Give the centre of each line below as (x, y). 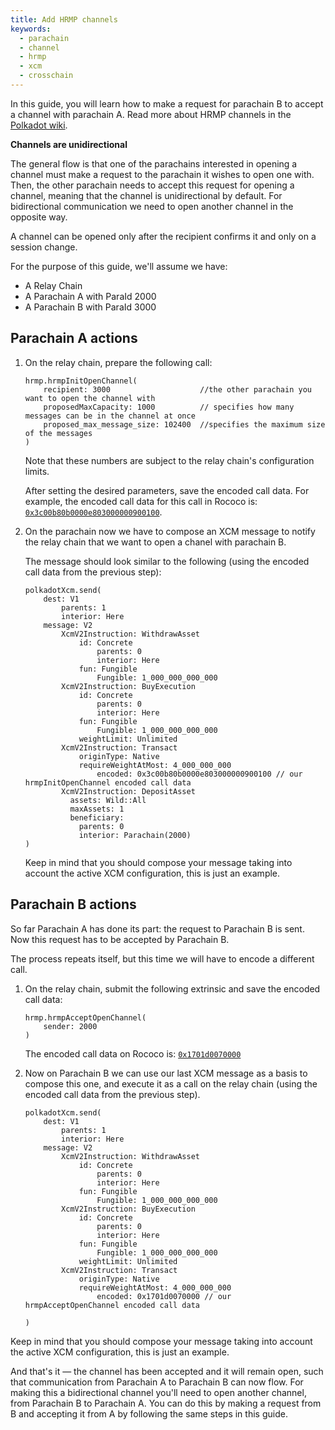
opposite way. (39, 217)
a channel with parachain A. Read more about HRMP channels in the (151, 114)
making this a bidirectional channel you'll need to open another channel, (158, 1392)
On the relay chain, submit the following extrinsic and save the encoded (172, 988)
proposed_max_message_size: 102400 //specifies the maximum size (184, 424)
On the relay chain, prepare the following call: (118, 362)
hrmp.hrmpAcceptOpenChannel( (85, 1017)
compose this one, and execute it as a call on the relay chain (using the (171, 1083)
